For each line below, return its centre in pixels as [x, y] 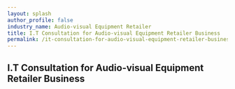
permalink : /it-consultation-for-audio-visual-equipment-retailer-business [120, 40]
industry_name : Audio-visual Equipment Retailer [79, 26]
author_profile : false [40, 20]
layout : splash [29, 14]
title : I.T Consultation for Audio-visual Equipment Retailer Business [114, 33]
